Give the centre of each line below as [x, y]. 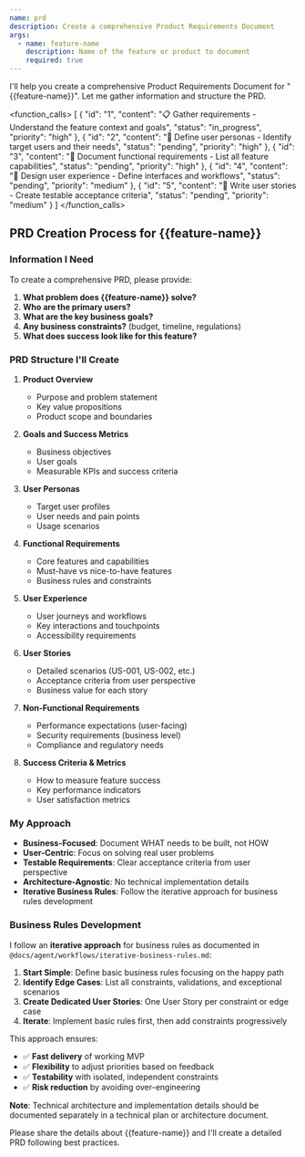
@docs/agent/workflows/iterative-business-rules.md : [111, 954]
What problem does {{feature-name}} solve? [110, 297]
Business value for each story [92, 690]
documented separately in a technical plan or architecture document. [139, 1115]
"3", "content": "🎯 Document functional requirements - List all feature [139, 156]
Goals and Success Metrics [76, 433]
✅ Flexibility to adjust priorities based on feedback [118, 1066]
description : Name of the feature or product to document [138, 52]
